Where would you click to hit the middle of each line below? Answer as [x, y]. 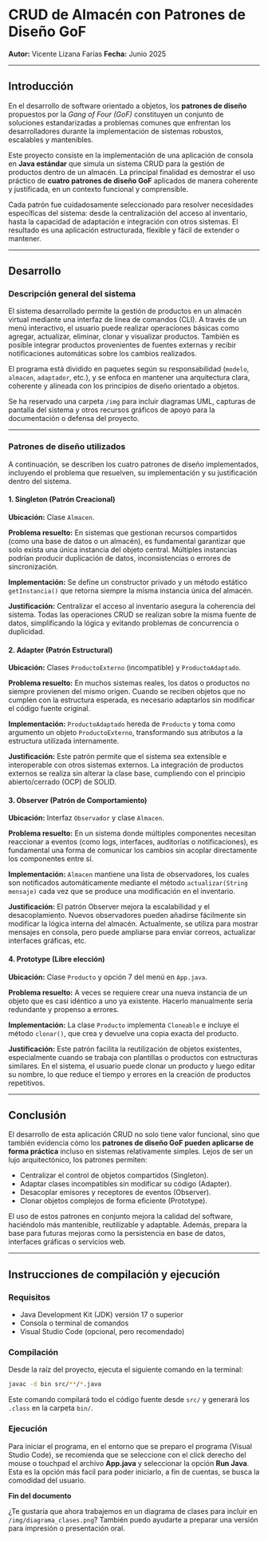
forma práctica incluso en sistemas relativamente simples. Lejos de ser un [131, 1151]
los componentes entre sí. [51, 859]
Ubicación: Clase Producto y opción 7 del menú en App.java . [108, 977]
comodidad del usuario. [47, 1480]
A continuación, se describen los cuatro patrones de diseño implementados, [134, 464]
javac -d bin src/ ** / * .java [55, 1384]
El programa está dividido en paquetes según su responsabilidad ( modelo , [129, 369]
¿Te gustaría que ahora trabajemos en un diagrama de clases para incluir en [133, 1511]
